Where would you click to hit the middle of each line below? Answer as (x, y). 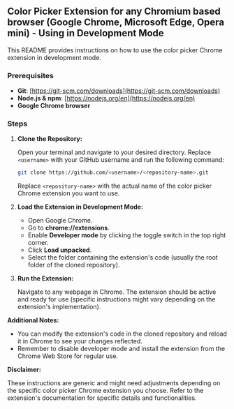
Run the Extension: (45, 278)
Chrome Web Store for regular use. (68, 356)
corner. (38, 243)
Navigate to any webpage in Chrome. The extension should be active (117, 292)
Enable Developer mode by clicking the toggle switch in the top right (127, 235)
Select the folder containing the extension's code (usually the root (123, 258)
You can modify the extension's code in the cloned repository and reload (122, 334)
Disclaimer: (24, 370)
